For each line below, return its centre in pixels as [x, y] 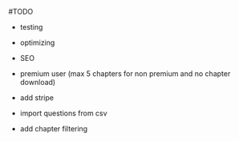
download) [38, 82]
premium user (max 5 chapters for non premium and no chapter [125, 74]
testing [31, 27]
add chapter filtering [54, 129]
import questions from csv [63, 113]
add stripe [37, 98]
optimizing [37, 42]
